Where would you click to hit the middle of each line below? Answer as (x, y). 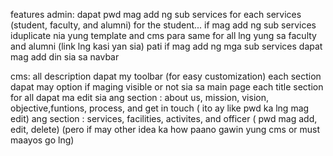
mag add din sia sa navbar (65, 57)
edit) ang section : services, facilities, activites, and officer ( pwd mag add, (164, 118)
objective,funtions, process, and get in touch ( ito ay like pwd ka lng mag (160, 108)
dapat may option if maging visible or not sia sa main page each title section (167, 87)
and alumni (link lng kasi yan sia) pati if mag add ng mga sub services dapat (166, 46)
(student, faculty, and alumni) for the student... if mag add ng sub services (163, 25)
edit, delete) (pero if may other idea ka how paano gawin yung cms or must (165, 129)
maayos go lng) (42, 140)
